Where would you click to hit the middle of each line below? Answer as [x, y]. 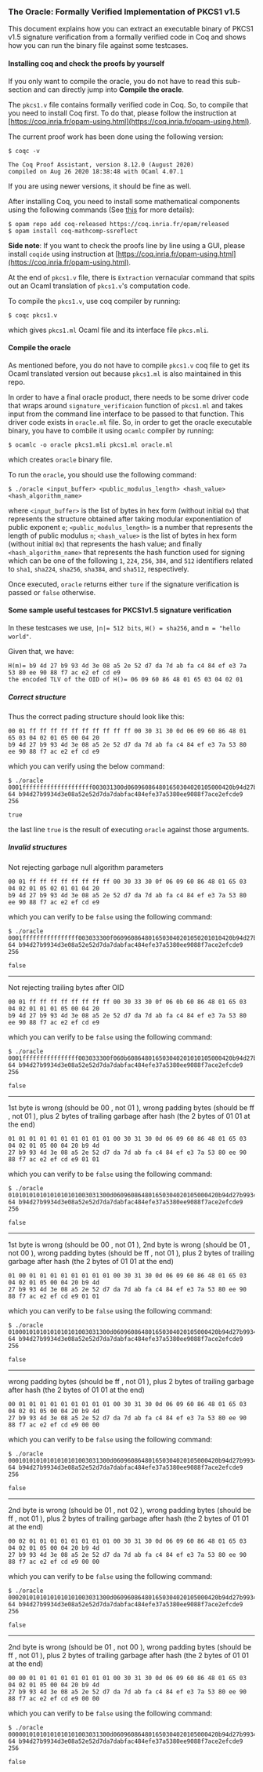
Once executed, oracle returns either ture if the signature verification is [124, 584]
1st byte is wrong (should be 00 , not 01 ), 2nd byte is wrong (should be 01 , [129, 1244]
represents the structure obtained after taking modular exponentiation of [125, 519]
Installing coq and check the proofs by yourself [86, 63]
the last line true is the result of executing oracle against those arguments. [129, 829]
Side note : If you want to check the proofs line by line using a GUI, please [126, 245]
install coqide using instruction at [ [63, 254]
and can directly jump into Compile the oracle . [109, 90]
